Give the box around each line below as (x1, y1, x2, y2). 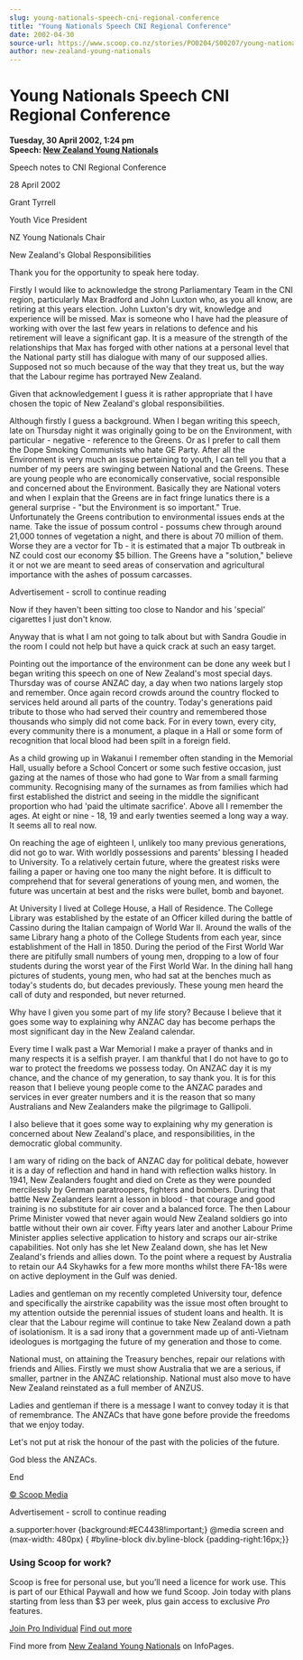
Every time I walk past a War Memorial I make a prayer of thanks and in (9, 1044, 273, 1055)
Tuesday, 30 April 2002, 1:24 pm (9, 135, 134, 145)
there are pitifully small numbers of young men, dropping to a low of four (9, 951, 280, 962)
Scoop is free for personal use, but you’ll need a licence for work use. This (9, 1577, 287, 1588)
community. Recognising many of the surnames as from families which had (9, 782, 289, 792)
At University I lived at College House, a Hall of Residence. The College (9, 903, 273, 914)
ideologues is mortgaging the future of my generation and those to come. (9, 1336, 282, 1347)
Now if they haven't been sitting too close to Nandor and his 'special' (9, 605, 266, 615)
